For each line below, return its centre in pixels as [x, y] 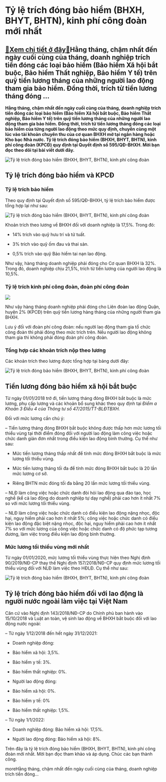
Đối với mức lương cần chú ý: [35, 418]
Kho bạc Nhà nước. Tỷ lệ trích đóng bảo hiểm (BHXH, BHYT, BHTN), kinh [81, 139]
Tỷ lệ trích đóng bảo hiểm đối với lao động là [74, 593]
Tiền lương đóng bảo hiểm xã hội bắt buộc [71, 386]
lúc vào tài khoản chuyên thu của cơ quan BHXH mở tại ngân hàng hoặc [80, 134]
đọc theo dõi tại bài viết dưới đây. [40, 150]
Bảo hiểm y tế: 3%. [31, 662]
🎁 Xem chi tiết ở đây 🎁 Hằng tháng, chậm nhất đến [81, 49]
